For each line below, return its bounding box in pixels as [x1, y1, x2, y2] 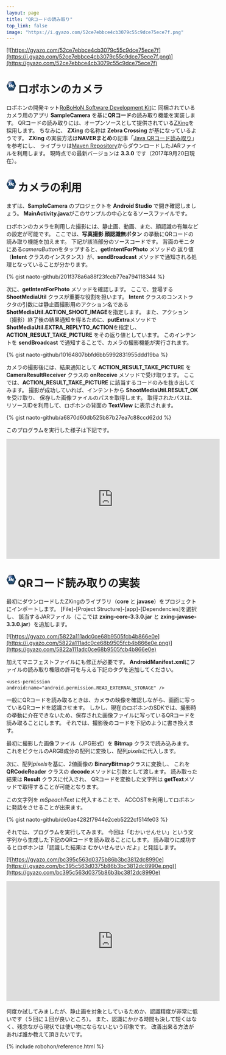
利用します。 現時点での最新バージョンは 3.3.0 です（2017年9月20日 [16, 150, 190, 157]
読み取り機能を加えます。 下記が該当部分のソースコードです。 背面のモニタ [6, 238, 195, 245]
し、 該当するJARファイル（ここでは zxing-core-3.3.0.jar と [6, 613, 160, 621]
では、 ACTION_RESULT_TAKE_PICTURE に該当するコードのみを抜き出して [6, 379, 195, 386]
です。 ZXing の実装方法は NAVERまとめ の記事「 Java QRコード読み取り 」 [11, 135, 197, 142]
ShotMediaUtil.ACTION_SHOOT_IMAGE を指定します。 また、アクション [6, 308, 189, 316]
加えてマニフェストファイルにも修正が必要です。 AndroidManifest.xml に [6, 658, 191, 666]
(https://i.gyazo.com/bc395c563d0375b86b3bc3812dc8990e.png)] [6, 863, 177, 870]
